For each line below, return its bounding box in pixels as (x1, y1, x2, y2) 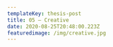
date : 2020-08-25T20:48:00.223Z (7, 23, 100, 30)
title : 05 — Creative (7, 17, 70, 23)
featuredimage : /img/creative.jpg (7, 29, 107, 37)
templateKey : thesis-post (7, 10, 81, 17)
